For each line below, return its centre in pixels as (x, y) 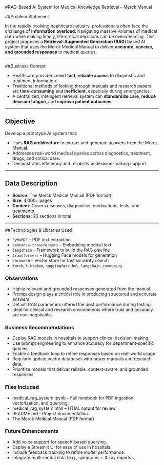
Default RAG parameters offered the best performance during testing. (82, 304)
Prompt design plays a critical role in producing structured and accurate (84, 294)
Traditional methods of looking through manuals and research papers (82, 86)
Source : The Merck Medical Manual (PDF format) (62, 195)
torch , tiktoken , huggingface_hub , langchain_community (67, 266)
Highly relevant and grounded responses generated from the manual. (82, 288)
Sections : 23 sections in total (42, 216)
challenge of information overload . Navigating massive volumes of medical (81, 31)
